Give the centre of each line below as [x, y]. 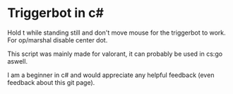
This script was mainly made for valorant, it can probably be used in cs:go [115, 54]
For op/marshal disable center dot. [58, 40]
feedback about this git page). [51, 82]
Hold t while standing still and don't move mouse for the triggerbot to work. [116, 33]
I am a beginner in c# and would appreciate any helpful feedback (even [111, 75]
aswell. [18, 61]
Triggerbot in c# [56, 13]
